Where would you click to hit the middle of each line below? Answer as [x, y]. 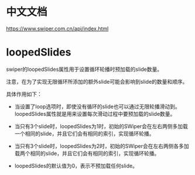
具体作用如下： [24, 94]
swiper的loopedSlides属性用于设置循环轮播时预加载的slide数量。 [84, 69]
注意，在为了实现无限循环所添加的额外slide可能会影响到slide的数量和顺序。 [97, 81]
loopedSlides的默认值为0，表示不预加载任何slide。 [76, 166]
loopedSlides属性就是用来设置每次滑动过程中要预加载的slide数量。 [95, 114]
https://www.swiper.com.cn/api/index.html [57, 28]
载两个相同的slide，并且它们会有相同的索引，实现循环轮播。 [87, 153]
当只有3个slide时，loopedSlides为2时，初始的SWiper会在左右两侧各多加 [102, 146]
